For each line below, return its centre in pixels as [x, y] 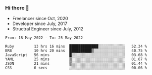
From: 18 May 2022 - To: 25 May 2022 [44, 38]
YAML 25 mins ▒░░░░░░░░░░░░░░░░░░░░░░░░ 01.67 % [76, 59]
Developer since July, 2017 [40, 24]
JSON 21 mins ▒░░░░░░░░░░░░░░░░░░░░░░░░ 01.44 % [76, 64]
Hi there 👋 [17, 8]
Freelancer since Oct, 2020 [40, 19]
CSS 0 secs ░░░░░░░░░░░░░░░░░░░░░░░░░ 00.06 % [76, 68]
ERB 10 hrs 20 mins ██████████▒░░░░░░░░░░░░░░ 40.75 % [76, 51]
